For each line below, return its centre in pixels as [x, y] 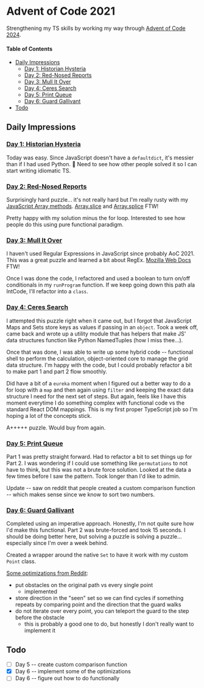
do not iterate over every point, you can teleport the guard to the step [102, 611]
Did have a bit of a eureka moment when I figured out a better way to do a [98, 383]
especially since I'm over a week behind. [57, 543]
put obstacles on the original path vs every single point [84, 585]
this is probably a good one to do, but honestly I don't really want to [109, 624]
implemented [41, 591]
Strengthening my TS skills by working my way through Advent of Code [96, 28]
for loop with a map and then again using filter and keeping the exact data [100, 390]
